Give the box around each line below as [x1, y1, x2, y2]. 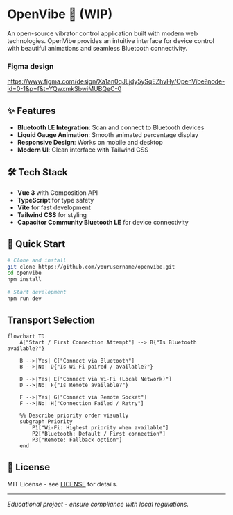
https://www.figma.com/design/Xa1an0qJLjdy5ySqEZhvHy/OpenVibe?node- [7, 77, 225, 86]
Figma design [7, 61, 54, 71]
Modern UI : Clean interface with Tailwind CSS [17, 145, 149, 154]
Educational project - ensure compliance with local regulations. [7, 500, 189, 508]
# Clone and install [7, 257, 67, 264]
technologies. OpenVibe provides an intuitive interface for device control [7, 36, 215, 45]
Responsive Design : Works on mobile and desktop [17, 138, 163, 147]
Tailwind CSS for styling [17, 210, 87, 219]
